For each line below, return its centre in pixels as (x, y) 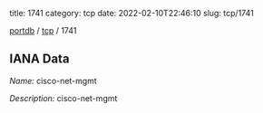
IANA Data (39, 59)
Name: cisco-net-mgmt (53, 80)
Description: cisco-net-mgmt (63, 98)
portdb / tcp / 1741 (43, 30)
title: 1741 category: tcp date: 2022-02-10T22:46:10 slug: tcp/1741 (131, 13)
